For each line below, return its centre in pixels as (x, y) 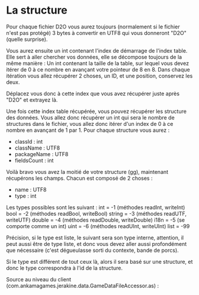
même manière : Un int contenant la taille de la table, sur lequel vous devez (98, 63)
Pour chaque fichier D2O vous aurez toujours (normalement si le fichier (93, 27)
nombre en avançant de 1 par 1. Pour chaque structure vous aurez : (88, 130)
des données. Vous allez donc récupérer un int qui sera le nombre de (90, 117)
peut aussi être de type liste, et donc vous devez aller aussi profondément (97, 244)
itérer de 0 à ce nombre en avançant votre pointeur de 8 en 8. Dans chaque (98, 69)
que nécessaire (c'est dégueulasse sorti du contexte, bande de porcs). (92, 250)
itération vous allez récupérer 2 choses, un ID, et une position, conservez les (99, 76)
